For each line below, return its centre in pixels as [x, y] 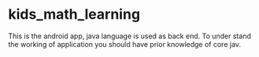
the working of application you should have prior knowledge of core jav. [125, 44]
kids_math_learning [74, 14]
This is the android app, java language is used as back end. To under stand [130, 36]
